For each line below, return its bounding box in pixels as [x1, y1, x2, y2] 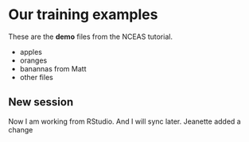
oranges [19, 56, 48, 65]
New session [8, 95, 74, 109]
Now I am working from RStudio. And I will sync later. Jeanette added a [8, 117, 241, 126]
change [8, 125, 33, 134]
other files [19, 72, 53, 82]
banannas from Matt [19, 63, 87, 73]
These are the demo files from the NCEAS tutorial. [8, 32, 173, 41]
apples [19, 47, 42, 56]
